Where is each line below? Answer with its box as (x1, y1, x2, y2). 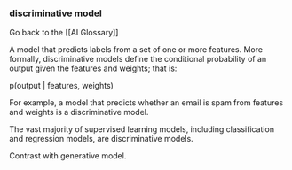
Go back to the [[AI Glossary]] (9, 27, 119, 38)
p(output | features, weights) (9, 81, 114, 91)
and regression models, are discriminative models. (9, 134, 193, 144)
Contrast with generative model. (9, 151, 127, 161)
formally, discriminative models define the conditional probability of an (9, 54, 267, 65)
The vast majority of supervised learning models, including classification (9, 124, 275, 135)
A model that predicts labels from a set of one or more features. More (9, 44, 264, 55)
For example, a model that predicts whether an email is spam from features (9, 97, 284, 108)
